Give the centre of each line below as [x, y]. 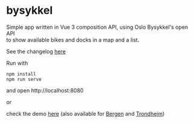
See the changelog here [36, 51]
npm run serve [24, 79]
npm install [21, 74]
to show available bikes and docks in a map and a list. [73, 40]
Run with [17, 63]
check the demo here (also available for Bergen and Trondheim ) [86, 113]
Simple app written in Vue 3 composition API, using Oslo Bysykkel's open [97, 27]
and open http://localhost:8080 [45, 90]
